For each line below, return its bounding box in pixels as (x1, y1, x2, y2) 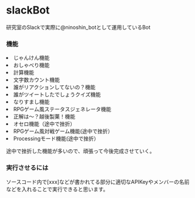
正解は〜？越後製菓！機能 (14, 113, 75, 120)
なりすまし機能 (14, 98, 50, 106)
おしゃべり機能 (14, 62, 50, 69)
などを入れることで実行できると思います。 (6, 186, 109, 193)
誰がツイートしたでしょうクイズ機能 (14, 91, 101, 98)
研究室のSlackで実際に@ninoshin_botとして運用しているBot (6, 24, 151, 31)
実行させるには (6, 164, 49, 172)
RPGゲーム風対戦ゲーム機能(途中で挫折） (14, 127, 113, 135)
